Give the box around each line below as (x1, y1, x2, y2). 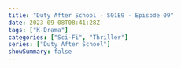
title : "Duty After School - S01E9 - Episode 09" (8, 11, 175, 20)
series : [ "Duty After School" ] (8, 41, 111, 48)
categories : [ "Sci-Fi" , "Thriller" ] (8, 33, 128, 41)
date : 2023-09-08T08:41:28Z (8, 19, 101, 27)
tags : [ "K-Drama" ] (8, 26, 68, 34)
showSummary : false (8, 48, 72, 55)
